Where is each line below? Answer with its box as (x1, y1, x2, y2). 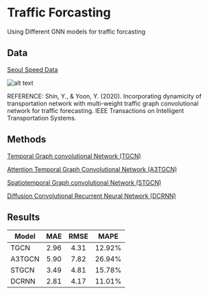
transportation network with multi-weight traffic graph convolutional (7, 99, 199, 107)
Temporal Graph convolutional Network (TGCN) (7, 152, 142, 160)
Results (7, 211, 40, 223)
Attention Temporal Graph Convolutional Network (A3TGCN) (7, 165, 177, 173)
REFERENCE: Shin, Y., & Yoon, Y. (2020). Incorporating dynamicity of (7, 92, 202, 100)
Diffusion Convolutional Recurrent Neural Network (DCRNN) (7, 192, 177, 200)
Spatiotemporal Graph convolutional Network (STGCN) (7, 178, 162, 186)
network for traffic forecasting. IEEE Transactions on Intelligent (7, 106, 184, 114)
